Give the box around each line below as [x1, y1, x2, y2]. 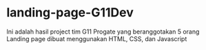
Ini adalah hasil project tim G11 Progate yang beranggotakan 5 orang [6, 27, 200, 36]
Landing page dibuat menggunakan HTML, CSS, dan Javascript [6, 34, 187, 42]
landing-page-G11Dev [6, 5, 134, 21]
